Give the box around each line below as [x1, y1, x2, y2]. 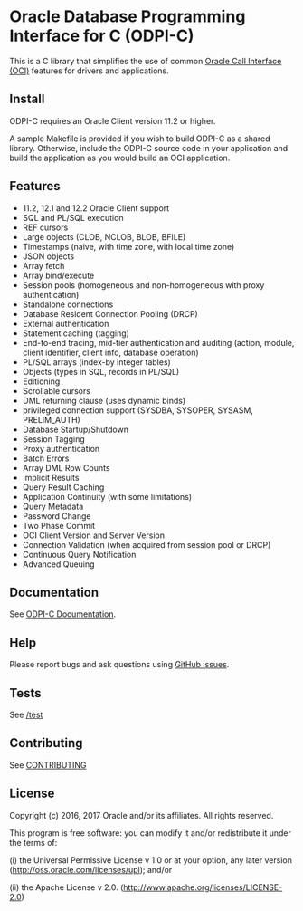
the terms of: [9, 837, 58, 848]
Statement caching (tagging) [22, 328, 129, 339]
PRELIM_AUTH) [22, 414, 81, 425]
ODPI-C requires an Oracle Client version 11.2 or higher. [9, 115, 216, 126]
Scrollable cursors [22, 385, 90, 396]
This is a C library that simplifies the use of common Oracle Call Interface [9, 55, 282, 66]
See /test [9, 709, 43, 720]
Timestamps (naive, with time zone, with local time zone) [22, 241, 235, 252]
